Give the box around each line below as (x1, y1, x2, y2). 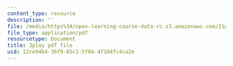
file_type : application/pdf (7, 29, 89, 36)
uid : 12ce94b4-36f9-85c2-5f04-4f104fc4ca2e (7, 49, 135, 56)
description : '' (7, 16, 54, 23)
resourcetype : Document (7, 36, 76, 43)
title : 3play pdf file (7, 42, 73, 49)
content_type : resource (7, 10, 76, 17)
